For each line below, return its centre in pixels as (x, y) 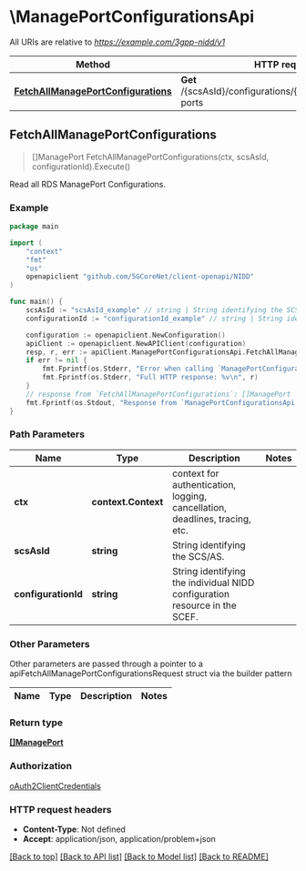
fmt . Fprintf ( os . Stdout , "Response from (102, 402)
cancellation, (199, 507)
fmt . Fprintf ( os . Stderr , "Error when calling (128, 369)
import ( (26, 243)
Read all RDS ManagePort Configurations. (88, 184)
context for (195, 473)
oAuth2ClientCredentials (56, 785)
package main (34, 227)
